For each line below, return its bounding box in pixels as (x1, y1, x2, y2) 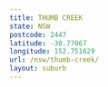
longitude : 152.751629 (9, 47, 95, 56)
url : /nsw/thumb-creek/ (9, 55, 100, 64)
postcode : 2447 (9, 30, 67, 39)
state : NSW (9, 22, 51, 31)
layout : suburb (9, 64, 67, 73)
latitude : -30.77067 (9, 38, 88, 48)
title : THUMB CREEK (9, 13, 83, 23)
